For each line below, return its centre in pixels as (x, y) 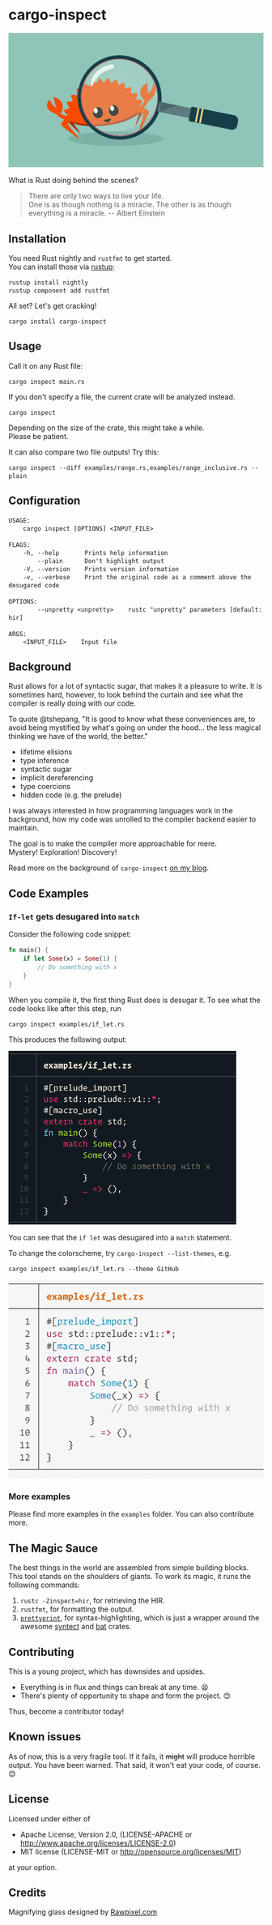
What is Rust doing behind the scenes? (74, 181)
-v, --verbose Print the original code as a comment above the (137, 577)
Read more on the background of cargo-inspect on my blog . (108, 868)
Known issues (45, 1737)
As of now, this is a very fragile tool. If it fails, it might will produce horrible (132, 1756)
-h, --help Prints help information (96, 553)
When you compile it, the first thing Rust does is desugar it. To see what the (134, 1000)
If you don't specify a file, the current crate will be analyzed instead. (122, 397)
